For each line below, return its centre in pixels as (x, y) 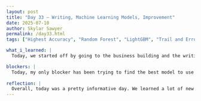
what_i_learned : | (29, 51)
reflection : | (24, 83)
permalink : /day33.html (36, 34)
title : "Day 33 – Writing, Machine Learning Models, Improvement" (91, 17)
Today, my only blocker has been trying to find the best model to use (103, 72)
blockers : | (21, 66)
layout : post (22, 12)
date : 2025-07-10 (28, 23)
